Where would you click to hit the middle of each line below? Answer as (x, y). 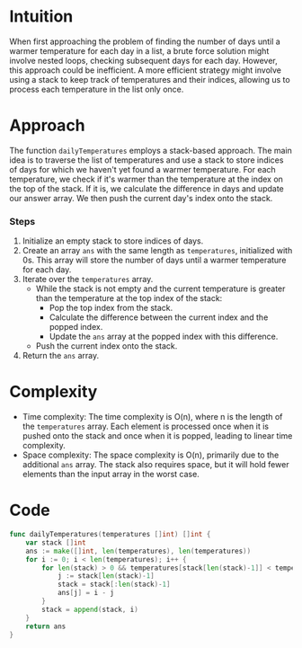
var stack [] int (56, 542)
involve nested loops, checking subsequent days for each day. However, (143, 60)
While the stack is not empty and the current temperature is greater (160, 288)
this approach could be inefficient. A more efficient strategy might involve (145, 70)
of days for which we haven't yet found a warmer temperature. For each (142, 169)
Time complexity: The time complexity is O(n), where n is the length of (152, 417)
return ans (46, 626)
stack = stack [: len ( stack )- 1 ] (114, 585)
